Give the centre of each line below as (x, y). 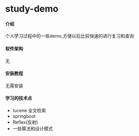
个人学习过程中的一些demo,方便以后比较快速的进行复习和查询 (70, 36)
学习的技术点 (19, 98)
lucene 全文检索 (29, 110)
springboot (24, 116)
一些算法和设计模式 (33, 128)
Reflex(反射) (25, 122)
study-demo (32, 9)
